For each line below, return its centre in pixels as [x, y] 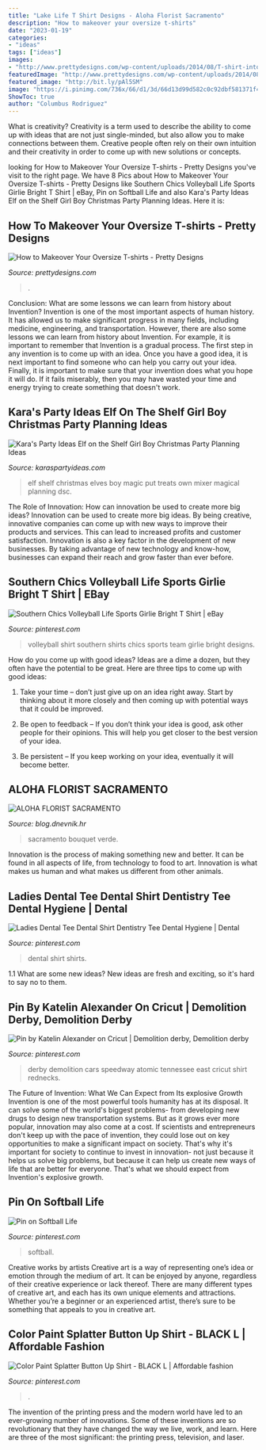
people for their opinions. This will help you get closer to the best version [139, 732]
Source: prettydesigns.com [52, 272]
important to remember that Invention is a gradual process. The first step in [131, 345]
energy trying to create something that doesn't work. [94, 387]
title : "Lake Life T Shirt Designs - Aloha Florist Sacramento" [116, 15]
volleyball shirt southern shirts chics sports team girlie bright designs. [141, 644]
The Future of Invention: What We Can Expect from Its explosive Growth [125, 1093]
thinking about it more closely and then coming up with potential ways [134, 700]
